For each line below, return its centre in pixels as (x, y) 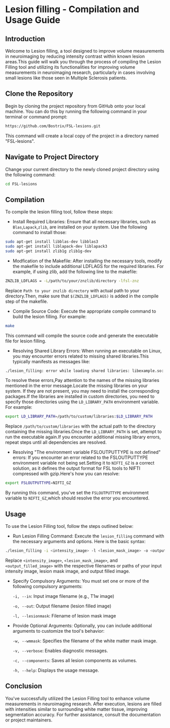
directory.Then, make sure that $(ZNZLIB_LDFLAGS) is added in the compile (82, 296)
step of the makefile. (27, 301)
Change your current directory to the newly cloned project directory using (82, 169)
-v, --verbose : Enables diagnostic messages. (60, 650)
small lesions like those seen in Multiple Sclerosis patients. (66, 78)
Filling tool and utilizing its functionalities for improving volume (70, 67)
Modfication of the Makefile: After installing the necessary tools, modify (87, 261)
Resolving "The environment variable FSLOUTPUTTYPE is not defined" (87, 452)
